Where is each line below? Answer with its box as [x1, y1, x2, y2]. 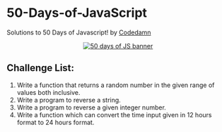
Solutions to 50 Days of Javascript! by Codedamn [6, 28, 151, 37]
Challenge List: [6, 62, 75, 74]
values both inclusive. [16, 88, 81, 96]
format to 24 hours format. [16, 118, 95, 126]
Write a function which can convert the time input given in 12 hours [16, 110, 212, 119]
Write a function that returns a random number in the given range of [16, 81, 215, 89]
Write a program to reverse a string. [16, 95, 121, 104]
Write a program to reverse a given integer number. [16, 103, 167, 112]
